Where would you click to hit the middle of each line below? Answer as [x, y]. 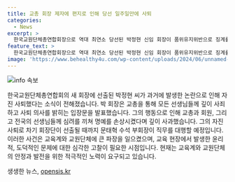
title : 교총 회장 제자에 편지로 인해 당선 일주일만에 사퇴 [79, 14]
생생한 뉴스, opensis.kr [39, 171]
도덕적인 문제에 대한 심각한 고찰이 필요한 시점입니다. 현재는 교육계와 [109, 147]
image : [17, 59]
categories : [24, 20]
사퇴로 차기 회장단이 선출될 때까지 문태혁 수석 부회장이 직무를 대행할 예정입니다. [115, 129]
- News [23, 27]
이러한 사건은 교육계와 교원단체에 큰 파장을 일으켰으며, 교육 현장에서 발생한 [109, 139]
